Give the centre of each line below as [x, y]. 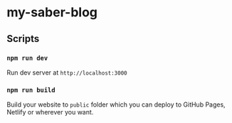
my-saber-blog [52, 12]
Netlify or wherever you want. [50, 112]
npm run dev [27, 58]
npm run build [31, 90]
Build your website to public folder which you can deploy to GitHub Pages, [116, 105]
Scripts [23, 39]
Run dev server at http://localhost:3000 [67, 73]
